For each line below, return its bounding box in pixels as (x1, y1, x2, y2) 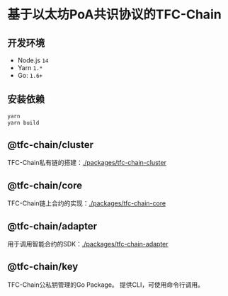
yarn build (7, 119, 40, 126)
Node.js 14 (17, 56, 49, 64)
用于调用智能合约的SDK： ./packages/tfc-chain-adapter (7, 240, 169, 248)
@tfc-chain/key (7, 261, 79, 273)
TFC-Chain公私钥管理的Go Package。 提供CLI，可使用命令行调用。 (7, 280, 204, 289)
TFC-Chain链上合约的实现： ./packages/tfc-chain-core (7, 199, 166, 207)
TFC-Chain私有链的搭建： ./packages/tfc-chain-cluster (7, 159, 166, 167)
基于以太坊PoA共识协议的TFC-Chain (7, 6, 222, 23)
